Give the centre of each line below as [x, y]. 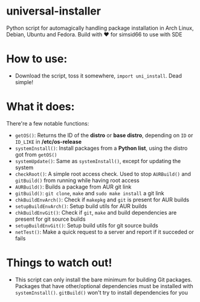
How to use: [37, 59]
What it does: [40, 107]
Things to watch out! [59, 263]
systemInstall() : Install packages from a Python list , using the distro [101, 148]
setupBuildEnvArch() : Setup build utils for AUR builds [81, 206]
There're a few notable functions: [48, 123]
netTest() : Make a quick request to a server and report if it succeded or [105, 232]
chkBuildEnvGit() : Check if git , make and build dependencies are [96, 212]
